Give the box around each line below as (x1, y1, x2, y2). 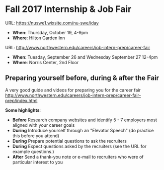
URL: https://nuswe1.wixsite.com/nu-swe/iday (5, 20, 99, 26)
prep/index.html (5, 97, 38, 103)
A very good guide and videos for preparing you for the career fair (5, 87, 141, 93)
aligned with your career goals (12, 122, 75, 128)
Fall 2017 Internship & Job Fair (5, 3, 132, 15)
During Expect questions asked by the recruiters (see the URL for (12, 143, 147, 149)
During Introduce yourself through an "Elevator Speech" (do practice (12, 127, 154, 133)
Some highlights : (5, 107, 41, 113)
